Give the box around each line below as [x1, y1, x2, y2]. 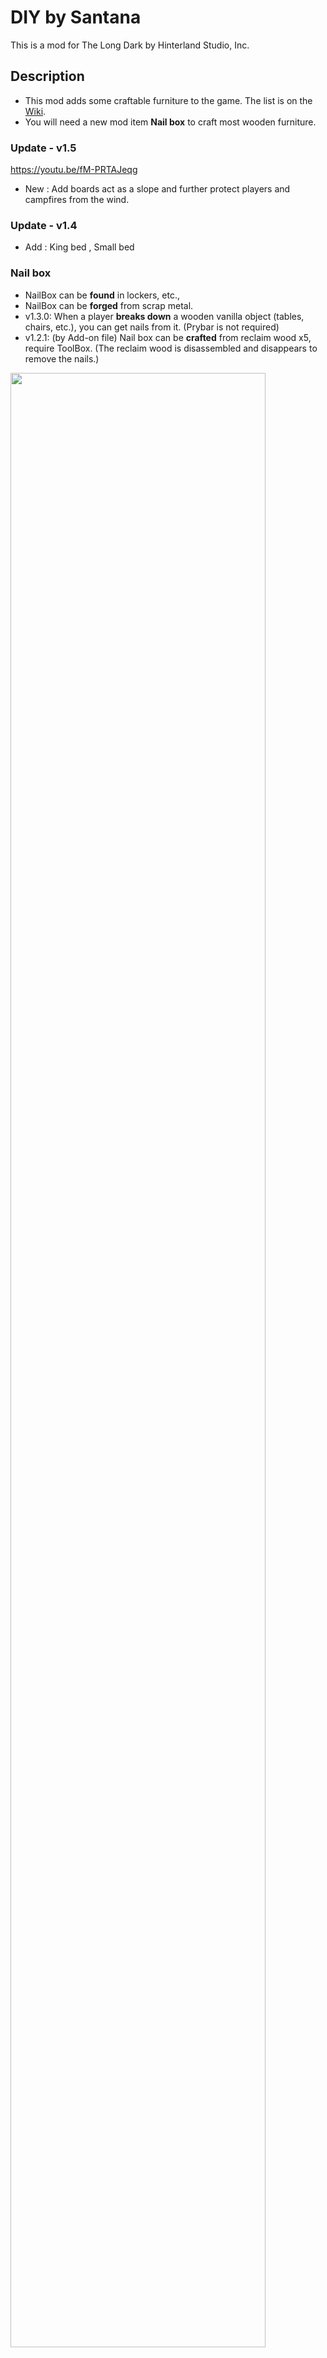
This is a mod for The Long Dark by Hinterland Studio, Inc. [10, 39, 250, 51]
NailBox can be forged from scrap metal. [24, 299, 194, 311]
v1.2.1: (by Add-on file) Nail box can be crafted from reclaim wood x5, [24, 331, 312, 343]
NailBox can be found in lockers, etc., [24, 289, 180, 301]
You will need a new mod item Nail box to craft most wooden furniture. [24, 116, 317, 128]
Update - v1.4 [10, 218, 78, 232]
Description [10, 68, 85, 85]
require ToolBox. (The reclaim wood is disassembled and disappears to [24, 342, 318, 354]
